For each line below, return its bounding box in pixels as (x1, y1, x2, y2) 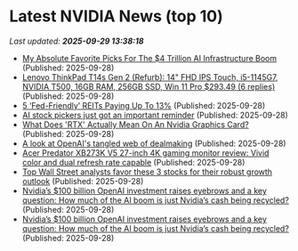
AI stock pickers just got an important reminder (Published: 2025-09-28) (21, 109, 289, 120)
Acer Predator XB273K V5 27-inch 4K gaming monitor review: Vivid (21, 147, 270, 158)
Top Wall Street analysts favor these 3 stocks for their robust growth (21, 166, 273, 177)
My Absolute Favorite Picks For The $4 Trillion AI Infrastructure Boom (21, 53, 278, 63)
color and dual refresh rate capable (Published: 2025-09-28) (21, 157, 246, 167)
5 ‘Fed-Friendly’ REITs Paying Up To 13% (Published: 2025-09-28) (21, 100, 266, 110)
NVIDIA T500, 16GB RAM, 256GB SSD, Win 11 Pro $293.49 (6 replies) (21, 81, 276, 92)
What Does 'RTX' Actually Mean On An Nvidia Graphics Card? (21, 118, 249, 130)
